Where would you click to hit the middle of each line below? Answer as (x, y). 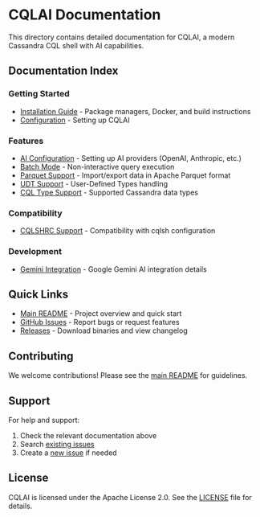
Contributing (41, 356)
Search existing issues (57, 444)
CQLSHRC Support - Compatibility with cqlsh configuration (118, 231)
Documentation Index (63, 71)
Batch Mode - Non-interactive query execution (97, 166)
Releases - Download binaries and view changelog (104, 330)
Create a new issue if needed (69, 453)
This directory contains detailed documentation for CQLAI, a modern (122, 37)
